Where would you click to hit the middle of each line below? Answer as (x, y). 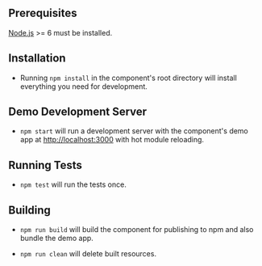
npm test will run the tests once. (73, 184)
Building (29, 210)
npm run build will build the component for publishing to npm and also (137, 230)
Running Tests (45, 165)
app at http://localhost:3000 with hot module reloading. (112, 140)
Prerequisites (43, 13)
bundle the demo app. (57, 239)
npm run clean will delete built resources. (88, 254)
